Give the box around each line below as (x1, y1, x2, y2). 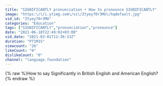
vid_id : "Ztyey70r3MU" (5, 16, 52, 21)
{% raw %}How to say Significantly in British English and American (5, 70, 140, 76)
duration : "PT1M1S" (5, 39, 45, 44)
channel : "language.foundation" (5, 57, 71, 62)
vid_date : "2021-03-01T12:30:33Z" (5, 35, 76, 40)
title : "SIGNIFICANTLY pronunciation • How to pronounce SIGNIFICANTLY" (5, 7, 157, 12)
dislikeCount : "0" (5, 52, 43, 58)
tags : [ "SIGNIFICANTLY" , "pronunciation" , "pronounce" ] (5, 25, 118, 30)
